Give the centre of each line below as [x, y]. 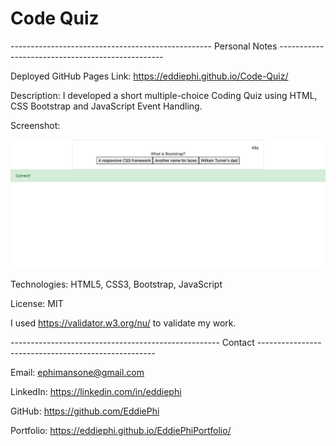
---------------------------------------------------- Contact [132, 343]
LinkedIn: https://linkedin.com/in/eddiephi [96, 392]
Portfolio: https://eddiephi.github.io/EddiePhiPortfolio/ [121, 431]
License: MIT [37, 304]
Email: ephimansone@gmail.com [77, 373]
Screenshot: [35, 125]
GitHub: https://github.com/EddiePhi [85, 411]
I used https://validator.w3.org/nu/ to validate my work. [123, 323]
